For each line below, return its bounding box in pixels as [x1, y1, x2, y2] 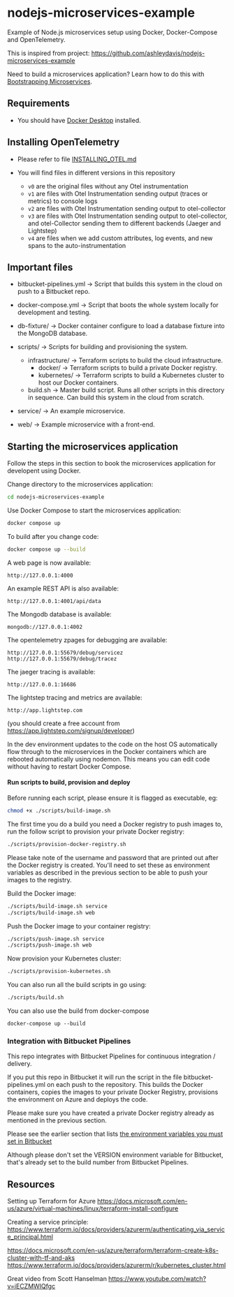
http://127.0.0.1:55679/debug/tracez [7, 655, 117, 662]
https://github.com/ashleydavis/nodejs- [91, 49, 205, 57]
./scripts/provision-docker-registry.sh [7, 840, 127, 847]
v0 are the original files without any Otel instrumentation [27, 181, 189, 190]
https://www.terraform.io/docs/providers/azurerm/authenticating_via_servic [7, 1225, 225, 1233]
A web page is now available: [7, 558, 92, 567]
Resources [7, 1178, 55, 1190]
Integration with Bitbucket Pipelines [7, 1036, 131, 1046]
